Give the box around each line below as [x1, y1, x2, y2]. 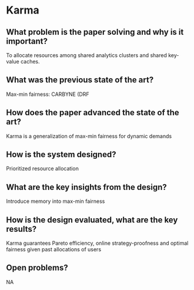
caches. [20, 58, 40, 65]
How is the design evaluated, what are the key [6, 215, 178, 225]
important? [6, 36, 48, 46]
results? [6, 224, 37, 234]
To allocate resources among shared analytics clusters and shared [6, 52, 168, 59]
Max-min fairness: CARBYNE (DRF [6, 91, 89, 98]
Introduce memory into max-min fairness [6, 198, 105, 205]
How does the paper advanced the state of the [6, 108, 179, 118]
